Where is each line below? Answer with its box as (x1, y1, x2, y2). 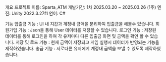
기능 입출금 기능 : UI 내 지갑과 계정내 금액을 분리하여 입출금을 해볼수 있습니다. (5, 21, 155, 27)
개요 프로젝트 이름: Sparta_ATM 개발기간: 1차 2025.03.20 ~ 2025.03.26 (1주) (5, 4, 156, 10)
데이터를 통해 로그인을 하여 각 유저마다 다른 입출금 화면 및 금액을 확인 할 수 (5, 33, 149, 39)
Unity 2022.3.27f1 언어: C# (11, 10, 66, 16)
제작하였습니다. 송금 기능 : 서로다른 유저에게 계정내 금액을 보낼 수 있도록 (5, 46, 144, 51)
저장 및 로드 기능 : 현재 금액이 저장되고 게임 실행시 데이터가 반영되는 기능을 (15, 39, 160, 45)
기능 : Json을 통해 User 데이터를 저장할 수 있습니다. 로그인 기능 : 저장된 (18, 27, 157, 33)
